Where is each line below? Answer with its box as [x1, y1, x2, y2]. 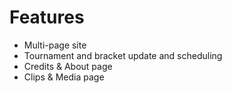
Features [9, 6, 85, 29]
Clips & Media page [23, 71, 105, 83]
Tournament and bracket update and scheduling [23, 49, 223, 61]
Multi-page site [23, 39, 87, 51]
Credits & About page [23, 60, 113, 72]
